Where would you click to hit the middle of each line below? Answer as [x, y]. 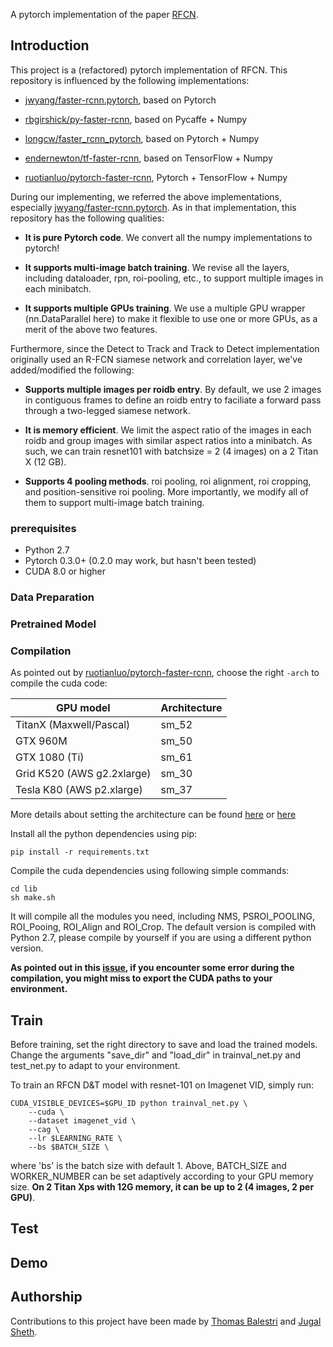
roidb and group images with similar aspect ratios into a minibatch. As [168, 440]
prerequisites [43, 528]
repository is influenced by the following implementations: [130, 80]
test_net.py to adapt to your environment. [95, 1066]
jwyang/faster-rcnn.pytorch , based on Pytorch [120, 100]
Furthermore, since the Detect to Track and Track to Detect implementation [165, 348]
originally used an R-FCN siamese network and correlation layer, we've [156, 359]
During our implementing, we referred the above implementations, [146, 196]
